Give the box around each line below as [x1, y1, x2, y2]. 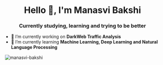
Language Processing [10, 44, 57, 50]
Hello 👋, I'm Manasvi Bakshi [23, 4, 141, 16]
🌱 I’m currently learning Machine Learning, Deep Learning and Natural [10, 39, 158, 45]
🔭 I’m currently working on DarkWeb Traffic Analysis [10, 33, 121, 39]
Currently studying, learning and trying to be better [19, 22, 146, 29]
